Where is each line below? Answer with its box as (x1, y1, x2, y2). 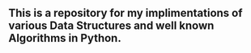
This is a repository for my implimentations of (8, 6, 243, 20)
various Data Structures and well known (8, 19, 215, 33)
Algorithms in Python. (8, 31, 121, 45)
